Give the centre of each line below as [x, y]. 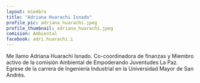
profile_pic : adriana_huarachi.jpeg [52, 23]
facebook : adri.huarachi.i [40, 39]
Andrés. [16, 75]
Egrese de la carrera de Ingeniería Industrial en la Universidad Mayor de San [100, 68]
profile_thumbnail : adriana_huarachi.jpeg [60, 28]
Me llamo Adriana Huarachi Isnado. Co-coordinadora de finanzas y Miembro [100, 56]
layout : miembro [26, 12]
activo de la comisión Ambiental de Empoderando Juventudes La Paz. [92, 62]
